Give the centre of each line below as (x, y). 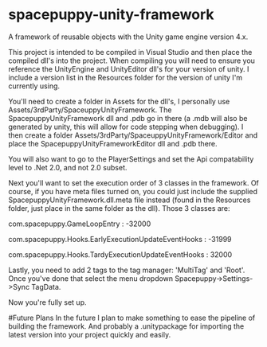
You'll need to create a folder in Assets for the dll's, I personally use (119, 101)
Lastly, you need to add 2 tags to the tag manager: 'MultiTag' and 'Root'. (127, 270)
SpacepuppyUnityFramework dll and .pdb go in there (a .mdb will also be (128, 118)
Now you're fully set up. (47, 302)
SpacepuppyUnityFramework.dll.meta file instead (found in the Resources (130, 200)
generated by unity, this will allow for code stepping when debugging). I (126, 127)
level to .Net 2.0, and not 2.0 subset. (68, 167)
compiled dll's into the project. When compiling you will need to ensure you (132, 60)
